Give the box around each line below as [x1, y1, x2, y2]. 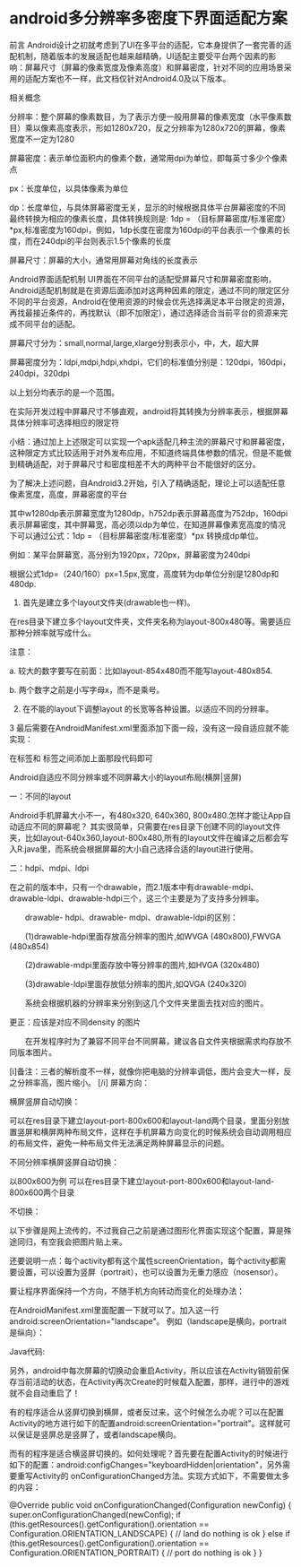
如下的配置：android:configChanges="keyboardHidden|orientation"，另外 [9, 1459, 283, 1470]
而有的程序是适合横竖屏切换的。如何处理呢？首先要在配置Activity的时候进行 [9, 1448, 288, 1459]
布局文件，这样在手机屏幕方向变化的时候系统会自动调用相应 [71, 1126, 292, 1137]
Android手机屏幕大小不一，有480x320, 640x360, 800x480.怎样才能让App [9, 809, 284, 820]
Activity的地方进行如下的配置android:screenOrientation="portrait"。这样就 [9, 1417, 284, 1428]
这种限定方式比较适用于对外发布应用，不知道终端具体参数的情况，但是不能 [9, 447, 284, 458]
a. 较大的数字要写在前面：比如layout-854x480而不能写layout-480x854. [9, 665, 273, 676]
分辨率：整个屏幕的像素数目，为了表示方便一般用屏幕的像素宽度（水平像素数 [9, 111, 292, 122]
